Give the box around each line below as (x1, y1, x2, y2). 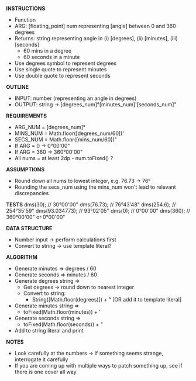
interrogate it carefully (14, 356, 68, 363)
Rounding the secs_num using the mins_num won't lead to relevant (14, 183, 176, 190)
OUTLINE (6, 84, 29, 90)
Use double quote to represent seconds (14, 72, 111, 79)
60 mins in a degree (23, 47, 72, 54)
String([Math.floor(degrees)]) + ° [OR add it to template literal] (32, 296, 182, 303)
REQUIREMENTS (6, 112, 47, 119)
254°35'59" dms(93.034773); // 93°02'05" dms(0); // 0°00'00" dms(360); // (6, 207, 191, 214)
